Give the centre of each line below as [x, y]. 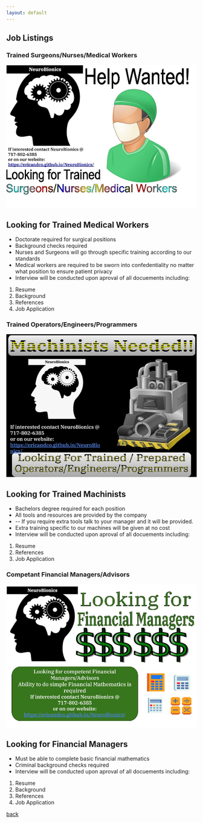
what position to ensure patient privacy [64, 271]
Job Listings [30, 38]
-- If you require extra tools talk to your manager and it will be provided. [104, 521]
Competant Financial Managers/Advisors [68, 575]
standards [27, 259]
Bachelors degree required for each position [70, 509]
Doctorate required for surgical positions [66, 239]
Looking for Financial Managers [67, 744]
